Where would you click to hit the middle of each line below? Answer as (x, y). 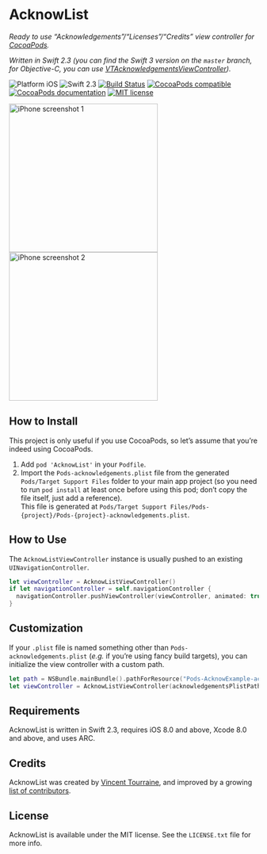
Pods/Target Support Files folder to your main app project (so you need (139, 481)
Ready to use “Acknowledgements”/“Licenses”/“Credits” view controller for (132, 36)
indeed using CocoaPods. (51, 448)
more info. (26, 843)
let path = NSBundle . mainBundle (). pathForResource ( (96, 679)
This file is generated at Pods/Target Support (93, 506)
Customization (46, 629)
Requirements (44, 711)
